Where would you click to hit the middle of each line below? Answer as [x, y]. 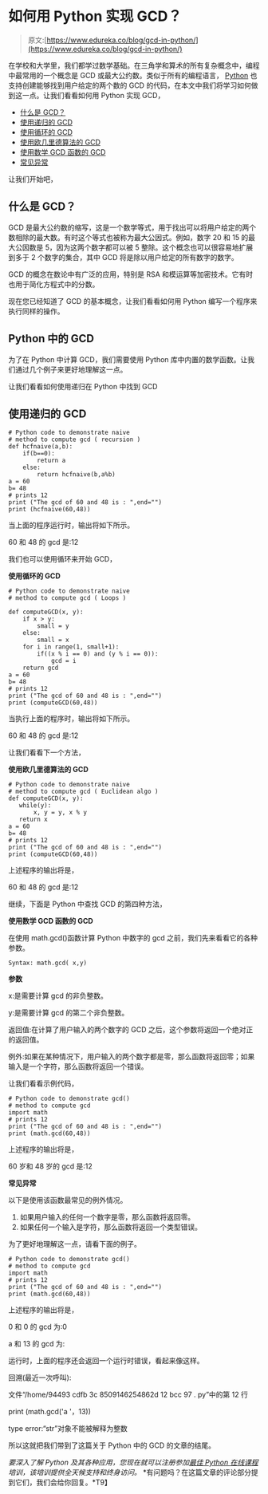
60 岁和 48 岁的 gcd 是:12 [51, 1166]
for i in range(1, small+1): [71, 647]
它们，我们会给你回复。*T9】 [63, 1482]
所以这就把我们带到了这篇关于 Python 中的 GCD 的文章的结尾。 [112, 1445]
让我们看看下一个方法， [47, 753]
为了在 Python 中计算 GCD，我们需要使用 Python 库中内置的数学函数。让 [128, 359]
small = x [53, 640]
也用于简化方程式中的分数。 [54, 284]
